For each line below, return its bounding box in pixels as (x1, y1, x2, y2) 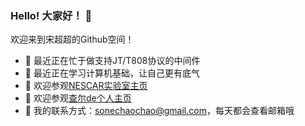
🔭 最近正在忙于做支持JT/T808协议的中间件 (24, 55, 201, 67)
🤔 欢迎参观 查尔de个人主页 (24, 92, 132, 104)
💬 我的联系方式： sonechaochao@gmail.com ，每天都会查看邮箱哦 (24, 105, 295, 117)
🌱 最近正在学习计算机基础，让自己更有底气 (24, 67, 200, 79)
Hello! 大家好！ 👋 (10, 8, 93, 22)
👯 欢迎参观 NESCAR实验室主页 (24, 80, 148, 92)
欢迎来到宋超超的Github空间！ (10, 33, 135, 46)
